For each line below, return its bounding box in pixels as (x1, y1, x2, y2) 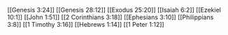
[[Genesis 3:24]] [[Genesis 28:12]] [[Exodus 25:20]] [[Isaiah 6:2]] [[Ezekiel (7, 6, 222, 14)
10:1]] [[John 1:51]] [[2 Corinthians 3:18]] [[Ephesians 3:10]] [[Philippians (7, 13, 214, 21)
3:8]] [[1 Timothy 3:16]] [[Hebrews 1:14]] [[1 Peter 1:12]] (7, 21, 164, 28)
